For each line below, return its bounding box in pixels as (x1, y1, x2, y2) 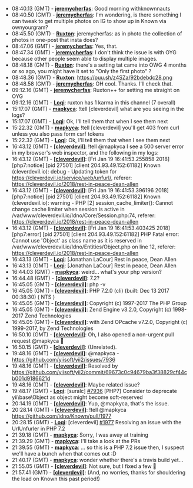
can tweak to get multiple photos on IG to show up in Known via (11, 18, 167, 24)
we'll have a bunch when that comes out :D (11, 450, 117, 457)
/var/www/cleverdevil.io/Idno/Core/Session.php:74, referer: (11, 212, 156, 219)
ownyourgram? (11, 24, 48, 31)
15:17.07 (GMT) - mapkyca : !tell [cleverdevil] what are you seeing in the (11, 106, 184, 112)
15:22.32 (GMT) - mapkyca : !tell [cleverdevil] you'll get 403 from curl (11, 124, 179, 131)
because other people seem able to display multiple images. (11, 55, 158, 62)
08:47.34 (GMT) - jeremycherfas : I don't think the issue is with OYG (11, 49, 177, 55)
